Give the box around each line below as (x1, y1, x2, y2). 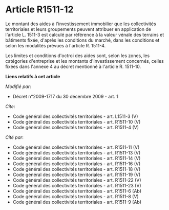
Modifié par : (5, 83, 32, 90)
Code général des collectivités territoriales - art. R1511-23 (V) (12, 182, 142, 188)
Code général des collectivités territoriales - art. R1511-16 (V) (12, 161, 141, 167)
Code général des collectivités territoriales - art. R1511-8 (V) (12, 193, 139, 199)
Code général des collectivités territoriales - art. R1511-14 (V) (12, 155, 141, 161)
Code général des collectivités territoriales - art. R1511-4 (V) (12, 124, 139, 130)
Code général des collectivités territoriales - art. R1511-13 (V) (12, 149, 141, 155)
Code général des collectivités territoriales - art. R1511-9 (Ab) (12, 199, 142, 205)
